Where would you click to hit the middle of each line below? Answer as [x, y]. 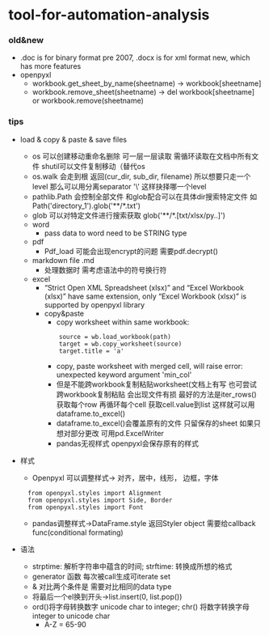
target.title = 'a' [92, 351]
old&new [26, 40]
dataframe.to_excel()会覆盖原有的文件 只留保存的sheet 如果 [155, 423]
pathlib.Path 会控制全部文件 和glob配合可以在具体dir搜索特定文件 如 [145, 197]
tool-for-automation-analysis [109, 15]
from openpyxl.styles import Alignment [95, 493]
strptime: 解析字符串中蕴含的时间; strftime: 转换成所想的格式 [132, 566]
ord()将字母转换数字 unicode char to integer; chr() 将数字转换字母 [141, 606]
